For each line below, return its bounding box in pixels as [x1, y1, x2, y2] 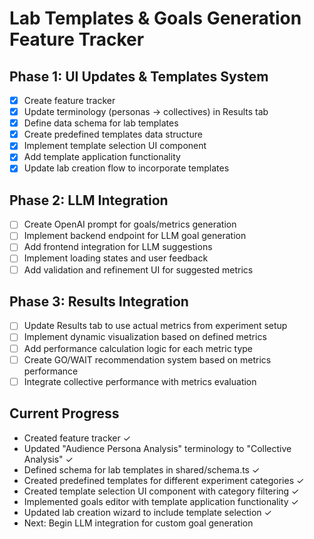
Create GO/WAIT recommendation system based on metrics [23, 353, 272, 366]
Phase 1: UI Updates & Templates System [9, 68, 269, 85]
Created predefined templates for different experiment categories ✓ [23, 474, 305, 486]
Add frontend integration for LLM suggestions [23, 241, 213, 253]
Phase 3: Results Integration [9, 293, 189, 310]
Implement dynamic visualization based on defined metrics [23, 331, 267, 343]
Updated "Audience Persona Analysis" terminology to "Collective [23, 442, 292, 454]
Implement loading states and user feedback [23, 252, 209, 264]
